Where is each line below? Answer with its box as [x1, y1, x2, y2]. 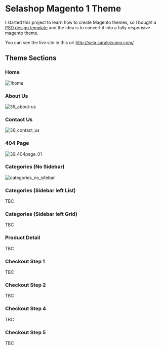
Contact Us [5, 116, 33, 123]
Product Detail [5, 234, 40, 241]
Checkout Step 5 [5, 329, 46, 336]
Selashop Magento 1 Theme [5, 3, 121, 14]
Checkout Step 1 [5, 258, 45, 265]
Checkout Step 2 [5, 281, 46, 288]
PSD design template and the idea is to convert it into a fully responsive [5, 24, 151, 30]
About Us [5, 92, 28, 99]
